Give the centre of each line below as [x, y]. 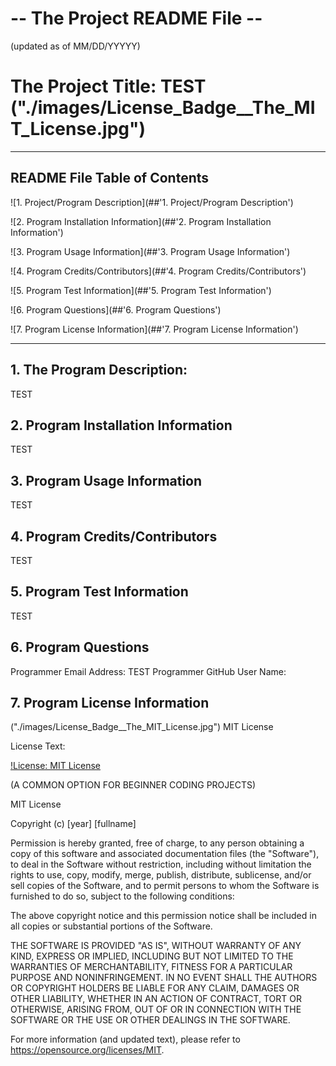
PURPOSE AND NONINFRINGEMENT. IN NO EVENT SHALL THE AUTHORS [164, 978]
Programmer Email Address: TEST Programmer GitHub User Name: [148, 671]
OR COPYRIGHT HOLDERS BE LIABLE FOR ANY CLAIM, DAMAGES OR [155, 988]
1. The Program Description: [99, 370]
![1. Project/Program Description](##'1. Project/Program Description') [152, 202]
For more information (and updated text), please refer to [125, 1039]
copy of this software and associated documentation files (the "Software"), [165, 854]
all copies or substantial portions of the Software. [111, 926]
